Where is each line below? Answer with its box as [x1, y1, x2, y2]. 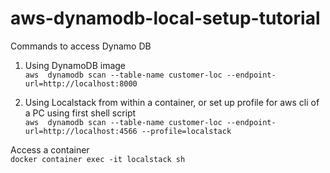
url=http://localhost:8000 [24, 78, 138, 89]
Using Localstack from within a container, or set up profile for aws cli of [24, 96, 320, 108]
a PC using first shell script [24, 107, 137, 119]
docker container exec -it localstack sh [10, 154, 186, 164]
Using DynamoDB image [24, 59, 127, 71]
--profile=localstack [141, 126, 232, 136]
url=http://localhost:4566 [24, 126, 138, 136]
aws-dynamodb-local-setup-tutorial [10, 7, 321, 30]
